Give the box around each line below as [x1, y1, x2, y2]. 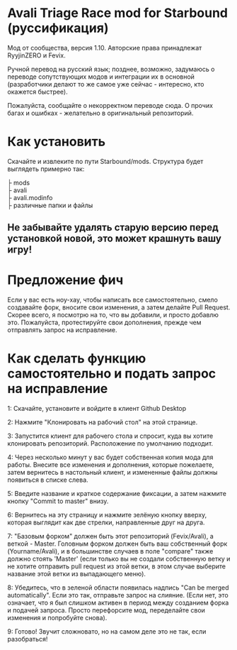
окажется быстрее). [7, 87, 69, 96]
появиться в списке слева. [7, 475, 88, 484]
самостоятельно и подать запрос [7, 365, 216, 382]
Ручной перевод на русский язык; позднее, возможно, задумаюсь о [7, 65, 215, 73]
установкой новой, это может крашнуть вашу [7, 233, 221, 245]
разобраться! [7, 635, 48, 644]
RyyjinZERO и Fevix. [7, 51, 66, 60]
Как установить [7, 133, 106, 150]
